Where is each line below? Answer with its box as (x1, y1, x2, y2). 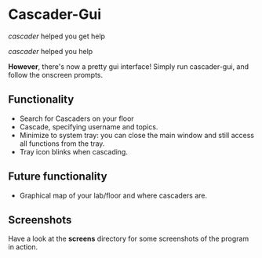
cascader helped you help (8, 46, 93, 56)
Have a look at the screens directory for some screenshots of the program (8, 234, 249, 244)
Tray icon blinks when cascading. (19, 147, 128, 156)
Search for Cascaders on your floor (19, 114, 135, 123)
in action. (8, 242, 38, 252)
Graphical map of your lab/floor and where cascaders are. (19, 191, 208, 200)
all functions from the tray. (19, 139, 105, 148)
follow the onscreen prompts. (8, 70, 104, 79)
